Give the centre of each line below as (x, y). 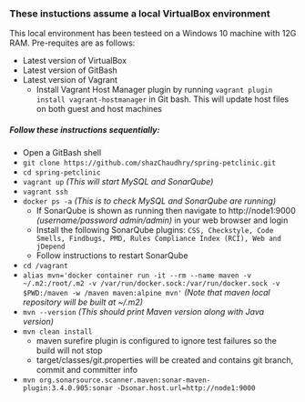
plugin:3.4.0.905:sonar (68, 388)
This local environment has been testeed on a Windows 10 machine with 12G (153, 34)
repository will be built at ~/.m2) (83, 302)
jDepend (51, 247)
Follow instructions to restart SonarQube (112, 256)
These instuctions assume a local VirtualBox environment (140, 14)
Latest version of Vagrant (70, 80)
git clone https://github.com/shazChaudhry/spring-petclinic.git (149, 163)
